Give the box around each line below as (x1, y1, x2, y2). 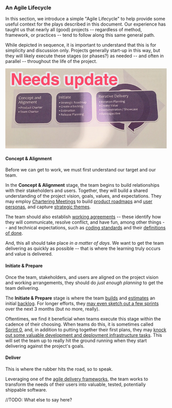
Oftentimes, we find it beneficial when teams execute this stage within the (5, 315, 161, 321)
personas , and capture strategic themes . (5, 204, 91, 210)
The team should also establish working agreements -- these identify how (5, 214, 161, 220)
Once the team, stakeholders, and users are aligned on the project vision (5, 274, 159, 280)
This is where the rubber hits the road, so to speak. (5, 366, 113, 372)
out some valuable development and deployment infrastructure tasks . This (5, 332, 162, 338)
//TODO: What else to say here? (5, 396, 73, 403)
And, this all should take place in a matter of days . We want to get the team (5, 240, 164, 246)
